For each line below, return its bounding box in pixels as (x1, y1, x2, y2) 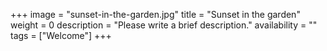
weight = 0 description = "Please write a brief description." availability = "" (10, 19, 318, 31)
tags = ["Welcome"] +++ (10, 30, 112, 41)
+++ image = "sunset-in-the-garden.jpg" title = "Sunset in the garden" (10, 9, 301, 20)
